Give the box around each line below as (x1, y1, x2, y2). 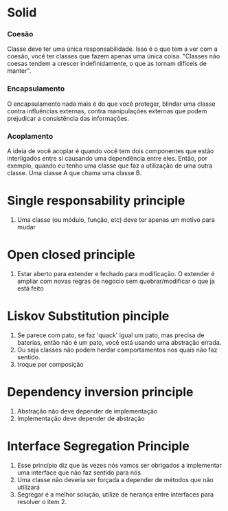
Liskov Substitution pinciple (7, 308, 170, 324)
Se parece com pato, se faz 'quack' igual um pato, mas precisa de (16, 331, 205, 339)
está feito (16, 284, 44, 293)
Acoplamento (7, 131, 54, 141)
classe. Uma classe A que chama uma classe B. (7, 169, 142, 177)
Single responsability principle (7, 193, 185, 209)
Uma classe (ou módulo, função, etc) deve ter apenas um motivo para (16, 216, 215, 224)
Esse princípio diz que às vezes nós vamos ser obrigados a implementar (16, 461, 222, 469)
